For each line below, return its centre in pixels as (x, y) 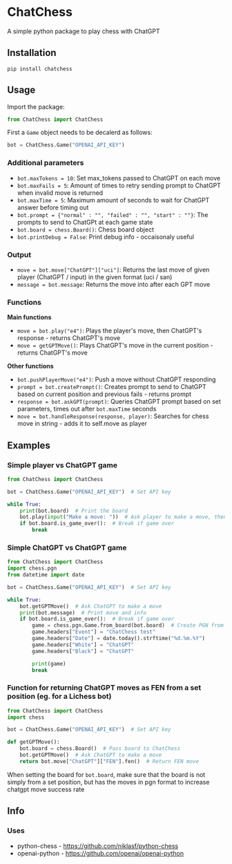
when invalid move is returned (60, 192)
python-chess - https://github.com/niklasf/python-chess (97, 846)
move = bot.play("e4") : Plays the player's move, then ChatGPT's (109, 331)
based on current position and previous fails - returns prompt (104, 394)
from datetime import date (46, 575)
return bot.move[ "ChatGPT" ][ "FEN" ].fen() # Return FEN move (109, 761)
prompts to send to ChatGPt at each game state (85, 222)
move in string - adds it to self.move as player (82, 424)
